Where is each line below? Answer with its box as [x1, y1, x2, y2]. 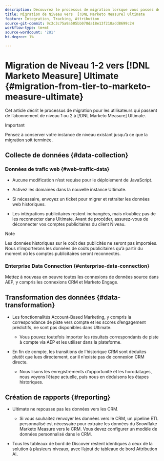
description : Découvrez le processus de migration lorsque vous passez [5, 7, 154, 12]
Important [5, 122, 25, 128]
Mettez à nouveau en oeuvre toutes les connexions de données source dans [5, 274, 159, 280]
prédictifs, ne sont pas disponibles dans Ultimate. [12, 324, 112, 330]
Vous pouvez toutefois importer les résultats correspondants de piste [19, 334, 159, 340]
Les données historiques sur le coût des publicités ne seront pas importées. [5, 240, 158, 246]
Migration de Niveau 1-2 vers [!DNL [5, 60, 150, 71]
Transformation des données [5, 293, 95, 302]
